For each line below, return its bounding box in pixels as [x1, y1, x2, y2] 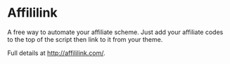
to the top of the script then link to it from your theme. [7, 35, 163, 43]
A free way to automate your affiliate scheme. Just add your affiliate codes [7, 28, 224, 36]
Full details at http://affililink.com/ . [7, 49, 106, 57]
